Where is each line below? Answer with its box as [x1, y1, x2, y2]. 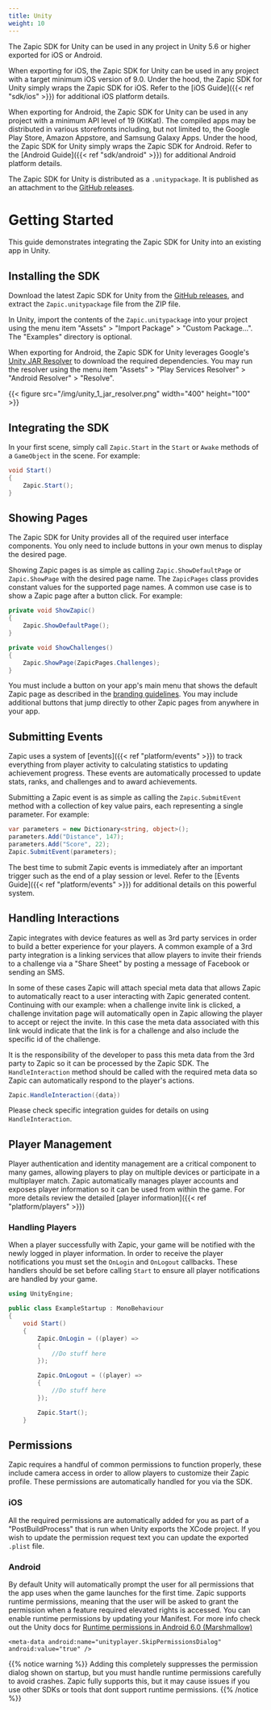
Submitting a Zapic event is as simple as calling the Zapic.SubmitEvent [8, 793, 242, 802]
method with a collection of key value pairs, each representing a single [8, 801, 244, 811]
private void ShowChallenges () [8, 643, 114, 651]
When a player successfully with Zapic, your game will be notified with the [8, 1240, 256, 1250]
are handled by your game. [8, 1275, 98, 1284]
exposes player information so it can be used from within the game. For [8, 1184, 246, 1194]
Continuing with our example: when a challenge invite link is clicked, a [8, 1000, 241, 1009]
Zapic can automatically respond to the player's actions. [8, 1076, 195, 1085]
